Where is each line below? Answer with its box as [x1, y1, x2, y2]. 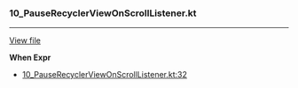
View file [9, 35, 42, 46]
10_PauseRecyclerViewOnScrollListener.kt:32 [21, 70, 188, 80]
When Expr [9, 52, 51, 63]
